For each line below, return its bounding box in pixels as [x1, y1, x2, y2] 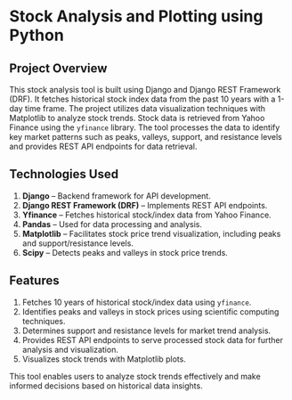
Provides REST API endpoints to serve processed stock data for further [21, 334, 283, 345]
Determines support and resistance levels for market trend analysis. [21, 325, 272, 336]
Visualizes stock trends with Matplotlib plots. [21, 354, 187, 364]
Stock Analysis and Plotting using [9, 6, 264, 27]
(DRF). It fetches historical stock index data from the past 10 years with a [9, 94, 276, 104]
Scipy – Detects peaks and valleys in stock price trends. [21, 247, 229, 257]
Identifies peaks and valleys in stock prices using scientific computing [21, 306, 280, 317]
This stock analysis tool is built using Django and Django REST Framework [9, 85, 281, 94]
